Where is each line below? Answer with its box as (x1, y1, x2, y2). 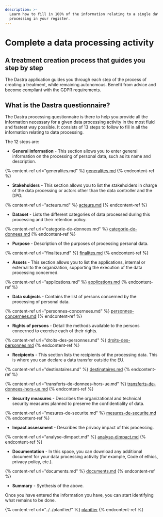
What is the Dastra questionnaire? (5, 101, 110, 109)
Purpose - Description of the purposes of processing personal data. (12, 241, 149, 246)
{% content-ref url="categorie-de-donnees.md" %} (5, 226, 108, 232)
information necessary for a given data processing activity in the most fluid (5, 119, 155, 125)
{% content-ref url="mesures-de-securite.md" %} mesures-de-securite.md (5, 410, 157, 416)
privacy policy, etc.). (12, 459, 53, 465)
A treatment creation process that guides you (5, 56, 146, 65)
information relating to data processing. (5, 129, 84, 135)
